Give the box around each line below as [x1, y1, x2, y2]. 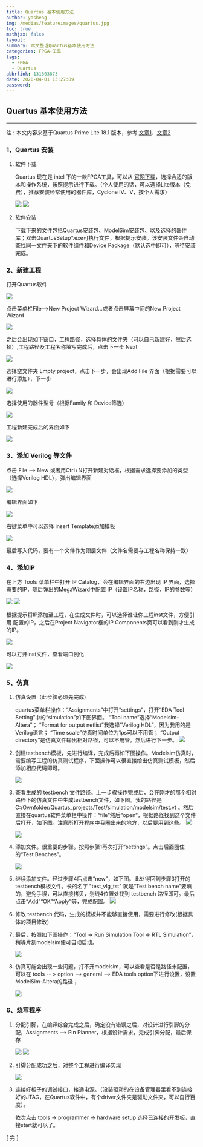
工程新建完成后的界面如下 [6, 423, 70, 431]
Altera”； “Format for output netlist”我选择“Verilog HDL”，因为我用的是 [14, 721, 192, 729]
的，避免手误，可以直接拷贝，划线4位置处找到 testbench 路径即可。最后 [14, 890, 195, 897]
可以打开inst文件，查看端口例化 [6, 650, 85, 658]
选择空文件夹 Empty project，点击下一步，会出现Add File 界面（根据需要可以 [6, 368, 197, 375]
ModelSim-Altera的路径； [14, 978, 79, 985]
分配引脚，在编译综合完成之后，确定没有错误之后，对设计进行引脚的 [14, 1021, 185, 1028]
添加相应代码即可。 [14, 764, 63, 772]
